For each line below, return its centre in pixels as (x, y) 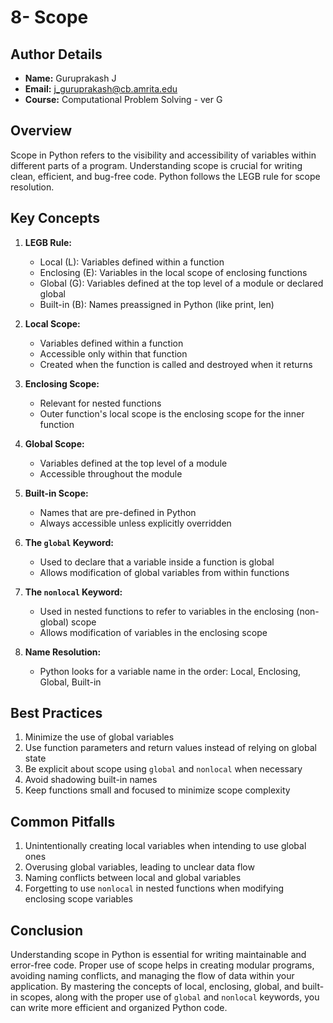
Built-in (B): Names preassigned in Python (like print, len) (157, 304)
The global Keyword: (69, 542)
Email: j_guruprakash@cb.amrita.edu (101, 89)
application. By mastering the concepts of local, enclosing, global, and (155, 987)
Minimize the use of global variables (99, 737)
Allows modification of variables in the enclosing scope (153, 632)
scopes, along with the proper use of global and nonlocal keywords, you (169, 997)
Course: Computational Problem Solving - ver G (123, 99)
